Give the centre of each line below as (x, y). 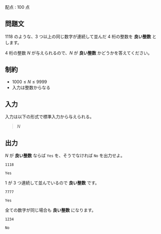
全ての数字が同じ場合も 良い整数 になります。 (51, 210)
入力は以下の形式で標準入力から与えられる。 (50, 117)
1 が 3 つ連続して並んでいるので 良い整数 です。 (52, 183)
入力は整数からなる (31, 87)
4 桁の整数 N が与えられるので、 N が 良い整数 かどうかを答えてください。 (79, 53)
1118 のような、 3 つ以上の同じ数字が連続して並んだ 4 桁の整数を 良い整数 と (81, 36)
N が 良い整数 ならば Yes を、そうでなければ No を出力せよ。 (65, 156)
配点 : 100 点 (17, 7)
